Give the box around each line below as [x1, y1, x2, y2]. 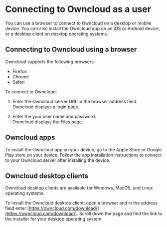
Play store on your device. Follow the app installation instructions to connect [5, 152, 162, 158]
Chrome [12, 74, 29, 80]
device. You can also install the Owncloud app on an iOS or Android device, [5, 25, 161, 31]
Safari [12, 79, 25, 85]
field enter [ [5, 205, 29, 211]
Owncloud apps [5, 133, 55, 142]
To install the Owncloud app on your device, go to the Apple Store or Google [5, 146, 162, 152]
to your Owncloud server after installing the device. [5, 157, 111, 163]
